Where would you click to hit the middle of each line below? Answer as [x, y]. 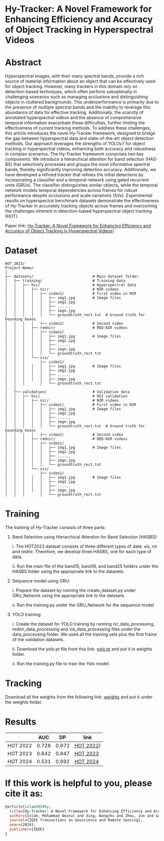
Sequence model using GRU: [41, 581]
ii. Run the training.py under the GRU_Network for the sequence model [83, 605]
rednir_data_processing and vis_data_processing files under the [76, 629]
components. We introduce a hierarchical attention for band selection [75, 159]
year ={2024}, [23, 825]
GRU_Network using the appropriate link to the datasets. [69, 595]
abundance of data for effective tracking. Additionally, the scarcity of [74, 112]
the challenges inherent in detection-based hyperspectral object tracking [79, 211]
